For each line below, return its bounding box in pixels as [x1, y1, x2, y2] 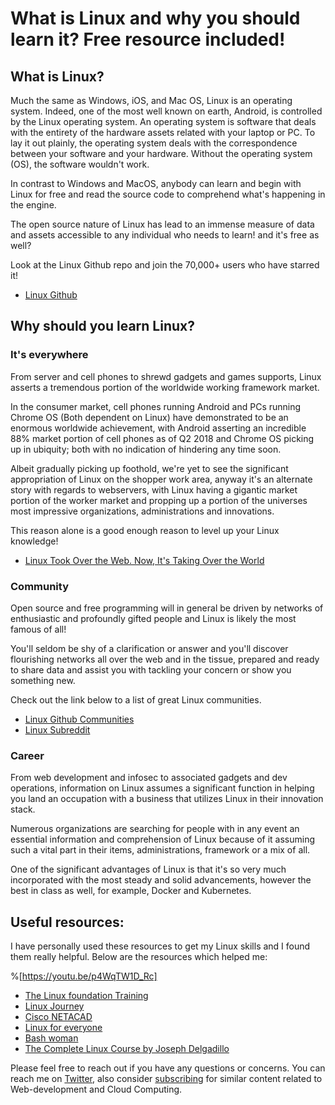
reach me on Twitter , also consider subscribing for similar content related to [10, 1073, 323, 1085]
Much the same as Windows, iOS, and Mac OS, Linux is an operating [10, 95, 293, 106]
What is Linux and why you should [10, 7, 301, 30]
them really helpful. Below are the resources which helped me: [10, 951, 268, 963]
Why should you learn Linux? [10, 318, 195, 335]
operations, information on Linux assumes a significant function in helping [10, 782, 315, 794]
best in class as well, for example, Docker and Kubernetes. [10, 885, 252, 897]
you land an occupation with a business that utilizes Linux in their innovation [10, 793, 324, 805]
